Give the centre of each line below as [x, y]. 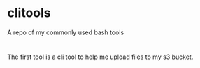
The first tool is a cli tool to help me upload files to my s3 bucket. [100, 57]
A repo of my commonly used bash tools [66, 32]
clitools [29, 13]
